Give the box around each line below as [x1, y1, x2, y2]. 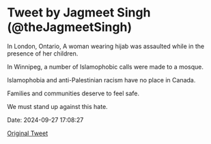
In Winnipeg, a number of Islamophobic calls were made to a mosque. [7, 62, 203, 71]
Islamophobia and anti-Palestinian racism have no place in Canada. [7, 75, 196, 84]
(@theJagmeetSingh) [7, 19, 132, 35]
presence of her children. [7, 49, 79, 58]
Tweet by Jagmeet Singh [7, 5, 151, 21]
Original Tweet [7, 129, 48, 137]
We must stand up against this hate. [7, 102, 108, 110]
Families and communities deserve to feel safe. [7, 89, 140, 97]
